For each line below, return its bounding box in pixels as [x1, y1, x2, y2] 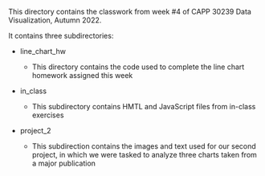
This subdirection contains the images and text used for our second [31, 141, 257, 151]
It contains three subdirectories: [8, 31, 114, 40]
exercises [31, 110, 64, 120]
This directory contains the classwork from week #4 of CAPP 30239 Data [8, 7, 251, 16]
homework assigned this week [31, 71, 133, 80]
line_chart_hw [19, 47, 67, 55]
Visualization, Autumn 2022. [8, 15, 102, 25]
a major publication [31, 158, 96, 168]
